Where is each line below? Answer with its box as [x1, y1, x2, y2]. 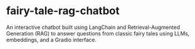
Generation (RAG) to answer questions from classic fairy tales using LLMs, [6, 30, 190, 37]
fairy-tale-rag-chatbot [6, 4, 120, 18]
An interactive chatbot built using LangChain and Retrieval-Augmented [6, 24, 181, 31]
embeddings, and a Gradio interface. [6, 36, 97, 43]
